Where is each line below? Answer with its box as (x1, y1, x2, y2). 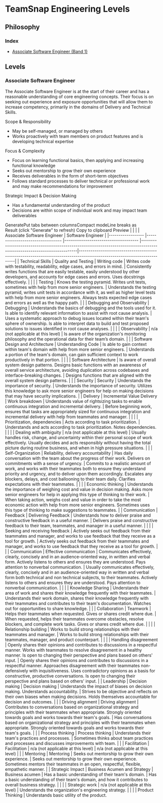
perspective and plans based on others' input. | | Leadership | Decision (5, 678, 147, 684)
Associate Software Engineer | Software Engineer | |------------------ (5, 232, 144, 238)
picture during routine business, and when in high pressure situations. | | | (5, 445, 153, 451)
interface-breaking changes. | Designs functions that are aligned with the (5, 372, 151, 378)
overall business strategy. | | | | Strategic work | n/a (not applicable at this (5, 782, 152, 787)
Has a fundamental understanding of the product (12, 202, 110, 208)
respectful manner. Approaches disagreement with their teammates (5, 662, 140, 668)
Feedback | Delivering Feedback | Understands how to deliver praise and (5, 512, 151, 518)
